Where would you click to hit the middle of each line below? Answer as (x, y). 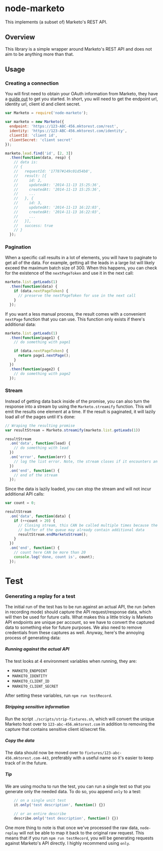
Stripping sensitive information (37, 707)
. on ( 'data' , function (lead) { (40, 443)
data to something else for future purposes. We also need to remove (73, 627)
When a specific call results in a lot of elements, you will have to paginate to (81, 258)
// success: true (34, 226)
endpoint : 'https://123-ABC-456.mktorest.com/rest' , (64, 126)
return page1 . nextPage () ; (44, 355)
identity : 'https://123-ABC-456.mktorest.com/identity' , (68, 131)
